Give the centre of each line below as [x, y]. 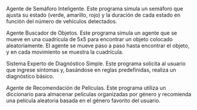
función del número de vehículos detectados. [62, 21]
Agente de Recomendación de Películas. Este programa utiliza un [86, 88]
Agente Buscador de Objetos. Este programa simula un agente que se [92, 33]
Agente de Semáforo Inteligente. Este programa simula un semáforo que [95, 9]
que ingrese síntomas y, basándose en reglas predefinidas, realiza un [91, 70]
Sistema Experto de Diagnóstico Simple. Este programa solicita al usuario [96, 63]
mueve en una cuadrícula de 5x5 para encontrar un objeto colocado [90, 39]
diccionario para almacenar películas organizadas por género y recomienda [99, 94]
